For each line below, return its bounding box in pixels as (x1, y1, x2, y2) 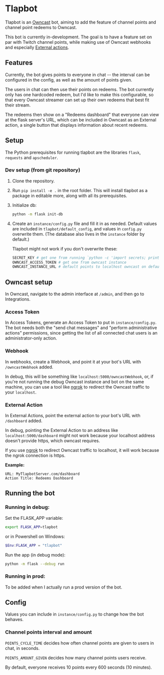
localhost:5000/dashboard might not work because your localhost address (5, 433, 155, 439)
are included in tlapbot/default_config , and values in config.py (12, 225, 142, 231)
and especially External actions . (5, 44, 70, 50)
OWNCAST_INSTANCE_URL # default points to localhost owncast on (12, 264, 146, 269)
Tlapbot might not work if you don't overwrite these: (12, 246, 117, 252)
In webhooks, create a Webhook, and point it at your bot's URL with (5, 359, 141, 365)
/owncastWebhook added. (5, 364, 54, 370)
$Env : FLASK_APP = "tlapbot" (5, 543, 63, 548)
